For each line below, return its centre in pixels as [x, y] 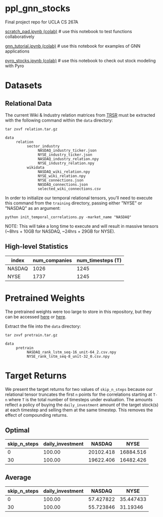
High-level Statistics [37, 247]
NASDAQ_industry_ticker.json [67, 150]
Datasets [24, 85]
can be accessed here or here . [36, 316]
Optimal [17, 431]
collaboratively [20, 37]
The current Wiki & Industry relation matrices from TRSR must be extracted [80, 115]
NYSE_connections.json [61, 180]
